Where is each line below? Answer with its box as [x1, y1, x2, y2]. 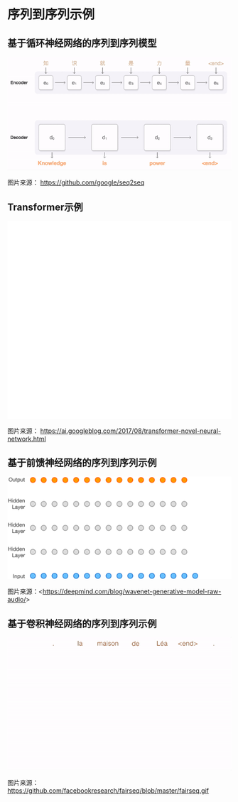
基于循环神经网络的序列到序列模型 [7, 37, 157, 49]
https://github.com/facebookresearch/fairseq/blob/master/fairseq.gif [7, 786, 210, 795]
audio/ [7, 595, 26, 604]
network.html [7, 434, 46, 443]
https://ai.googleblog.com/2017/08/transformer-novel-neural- [40, 427, 222, 435]
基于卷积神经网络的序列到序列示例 [7, 617, 157, 630]
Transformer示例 [7, 201, 83, 213]
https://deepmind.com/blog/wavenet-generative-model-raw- [42, 587, 222, 596]
